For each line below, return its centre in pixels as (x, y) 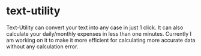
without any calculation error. (42, 46)
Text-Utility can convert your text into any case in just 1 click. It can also (95, 27)
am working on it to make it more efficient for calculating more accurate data (101, 40)
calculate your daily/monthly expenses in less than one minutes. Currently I (99, 33)
